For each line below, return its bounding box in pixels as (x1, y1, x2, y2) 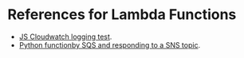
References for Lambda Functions (7, 6, 237, 24)
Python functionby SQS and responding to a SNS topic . (18, 40, 201, 49)
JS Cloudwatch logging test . (18, 32, 112, 41)
